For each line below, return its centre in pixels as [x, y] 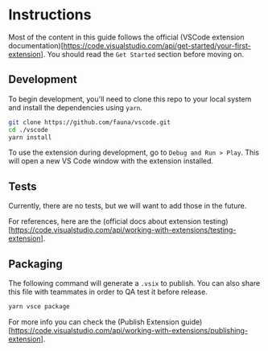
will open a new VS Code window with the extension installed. [111, 161]
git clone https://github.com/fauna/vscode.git [90, 122]
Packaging [35, 264]
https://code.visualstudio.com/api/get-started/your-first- [157, 45]
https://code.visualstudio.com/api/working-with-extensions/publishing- [129, 330]
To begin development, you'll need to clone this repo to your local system [130, 99]
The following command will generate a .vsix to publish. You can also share [134, 283]
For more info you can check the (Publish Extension [94, 322]
